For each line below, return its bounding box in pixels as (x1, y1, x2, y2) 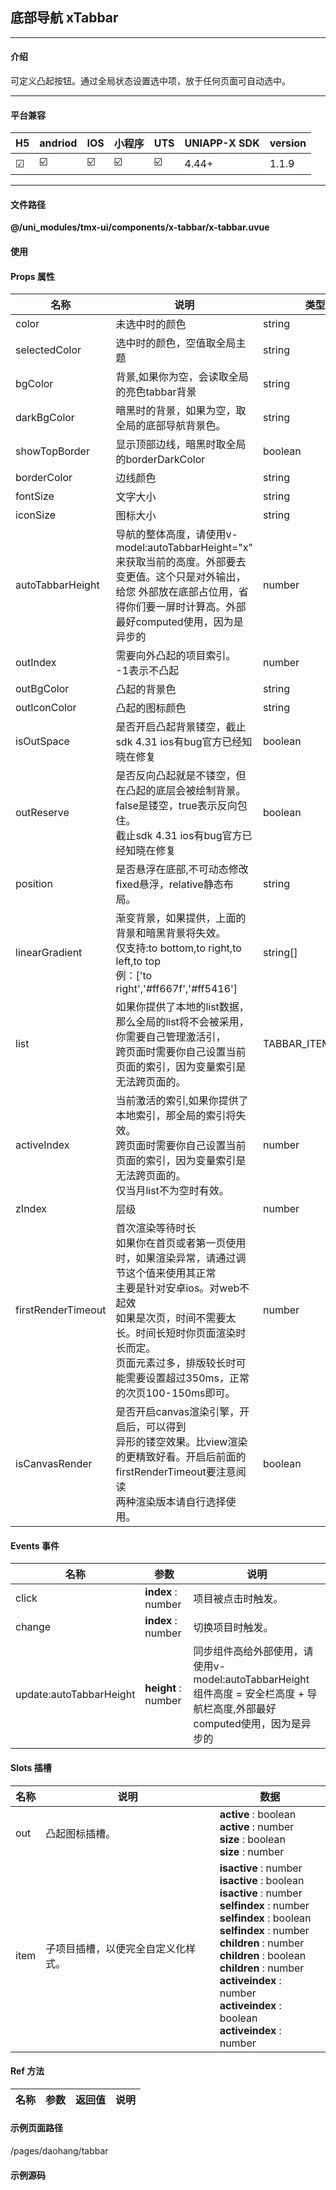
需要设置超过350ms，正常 (125, 1371, 250, 1385)
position (15, 877, 53, 891)
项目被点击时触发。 (193, 1592, 284, 1606)
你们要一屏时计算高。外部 (125, 600, 247, 614)
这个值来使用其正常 (125, 1266, 217, 1280)
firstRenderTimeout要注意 (115, 1465, 237, 1479)
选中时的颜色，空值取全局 (115, 336, 237, 350)
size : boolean (219, 1832, 287, 1846)
